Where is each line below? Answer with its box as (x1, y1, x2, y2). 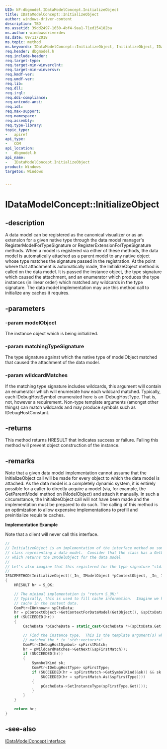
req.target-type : (5, 58, 41, 63)
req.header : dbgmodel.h (5, 49, 55, 54)
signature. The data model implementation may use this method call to (5, 285, 149, 291)
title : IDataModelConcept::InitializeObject (5, 12, 99, 17)
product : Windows (5, 164, 41, 169)
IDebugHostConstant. (5, 409, 50, 415)
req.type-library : (5, 123, 43, 128)
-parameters (5, 304, 45, 313)
